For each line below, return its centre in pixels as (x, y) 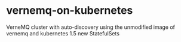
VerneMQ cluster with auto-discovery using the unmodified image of (90, 27)
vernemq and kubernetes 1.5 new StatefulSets (63, 33)
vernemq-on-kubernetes (70, 10)
